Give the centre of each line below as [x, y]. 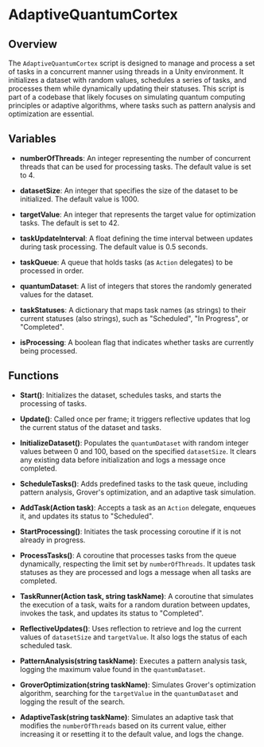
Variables [33, 139]
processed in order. [52, 270]
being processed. [49, 350]
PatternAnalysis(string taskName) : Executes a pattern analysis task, [134, 661]
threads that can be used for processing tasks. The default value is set [136, 166]
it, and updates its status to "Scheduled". [86, 516]
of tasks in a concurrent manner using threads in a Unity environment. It [126, 72]
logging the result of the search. [72, 702]
